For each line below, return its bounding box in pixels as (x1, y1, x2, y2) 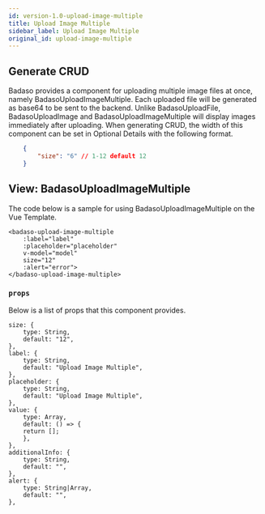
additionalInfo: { (8, 448, 71, 457)
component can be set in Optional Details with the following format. (8, 129, 233, 138)
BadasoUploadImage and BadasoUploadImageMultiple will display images (8, 112, 256, 121)
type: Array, (23, 413, 67, 421)
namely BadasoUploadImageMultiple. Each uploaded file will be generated (8, 95, 257, 104)
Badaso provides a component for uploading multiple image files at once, (8, 86, 253, 96)
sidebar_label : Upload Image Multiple (8, 27, 139, 35)
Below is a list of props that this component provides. (8, 305, 186, 315)
